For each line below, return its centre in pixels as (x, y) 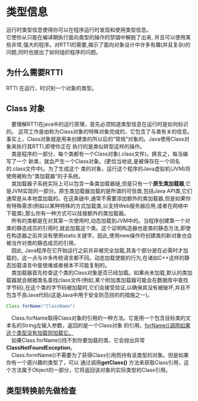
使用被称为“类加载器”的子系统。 (45, 176)
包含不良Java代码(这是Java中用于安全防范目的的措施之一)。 (79, 295)
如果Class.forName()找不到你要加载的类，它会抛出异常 (78, 340)
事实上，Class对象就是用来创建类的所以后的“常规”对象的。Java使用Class (95, 139)
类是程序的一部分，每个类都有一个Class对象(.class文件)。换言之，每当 (97, 154)
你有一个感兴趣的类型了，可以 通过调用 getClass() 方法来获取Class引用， (95, 362)
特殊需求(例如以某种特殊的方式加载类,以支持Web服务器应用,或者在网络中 (100, 206)
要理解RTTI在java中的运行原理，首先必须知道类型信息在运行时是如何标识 (100, 124)
